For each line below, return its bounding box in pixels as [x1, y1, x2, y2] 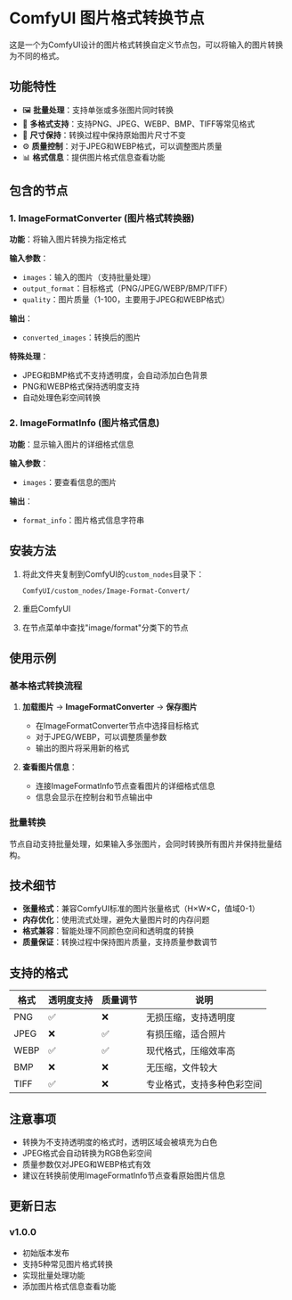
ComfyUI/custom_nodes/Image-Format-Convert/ [21, 586, 191, 596]
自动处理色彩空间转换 [21, 392, 101, 403]
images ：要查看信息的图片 [21, 476, 118, 487]
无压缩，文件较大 [146, 1062, 218, 1074]
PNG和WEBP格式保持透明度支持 [21, 381, 141, 392]
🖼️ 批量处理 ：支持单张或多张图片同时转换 [21, 104, 174, 115]
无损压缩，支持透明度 [146, 1011, 236, 1024]
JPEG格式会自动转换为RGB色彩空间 [21, 1148, 153, 1158]
